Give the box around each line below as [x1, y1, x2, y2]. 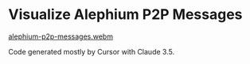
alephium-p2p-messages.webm [8, 32, 114, 41]
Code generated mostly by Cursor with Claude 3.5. [8, 47, 175, 56]
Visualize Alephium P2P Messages [8, 6, 243, 24]
